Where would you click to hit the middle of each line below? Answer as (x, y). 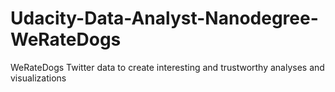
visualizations (38, 78)
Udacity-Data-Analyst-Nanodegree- (164, 18)
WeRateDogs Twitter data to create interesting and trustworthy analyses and (167, 67)
